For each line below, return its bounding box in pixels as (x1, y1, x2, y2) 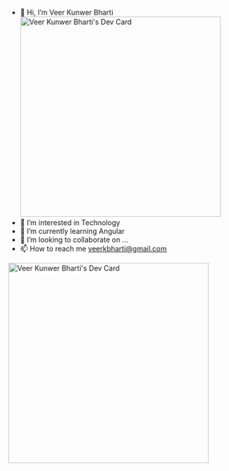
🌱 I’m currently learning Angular (19, 227, 126, 235)
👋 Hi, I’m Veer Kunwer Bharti (19, 8, 114, 17)
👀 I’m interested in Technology (19, 218, 121, 227)
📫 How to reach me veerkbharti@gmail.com (19, 244, 167, 253)
